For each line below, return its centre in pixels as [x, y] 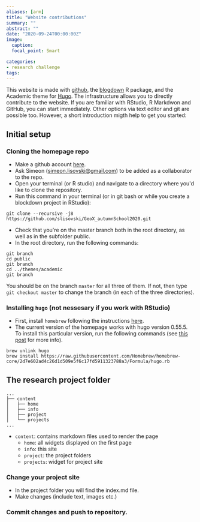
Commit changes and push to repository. [67, 512]
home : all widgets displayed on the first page [78, 443]
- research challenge [33, 67]
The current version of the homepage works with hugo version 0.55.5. [101, 327]
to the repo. [29, 177]
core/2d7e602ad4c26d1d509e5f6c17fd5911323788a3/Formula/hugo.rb [88, 361]
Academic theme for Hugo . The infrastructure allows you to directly [89, 96]
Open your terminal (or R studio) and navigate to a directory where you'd [104, 184]
